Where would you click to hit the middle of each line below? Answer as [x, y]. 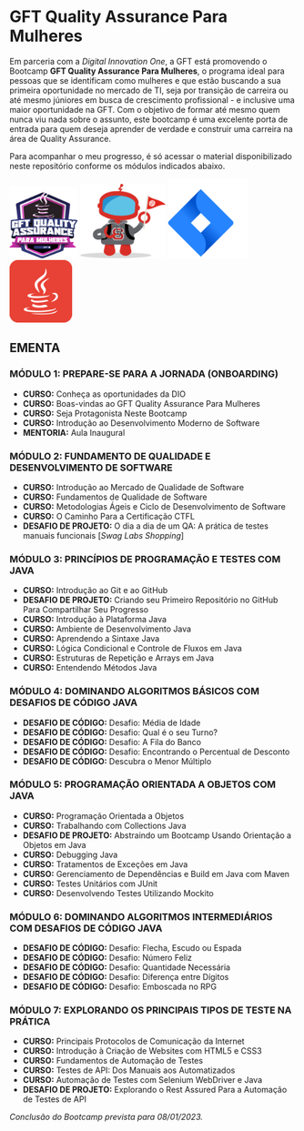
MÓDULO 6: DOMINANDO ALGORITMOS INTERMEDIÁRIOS [141, 916]
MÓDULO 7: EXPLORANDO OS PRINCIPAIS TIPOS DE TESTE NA [151, 1010]
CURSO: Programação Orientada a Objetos [103, 815]
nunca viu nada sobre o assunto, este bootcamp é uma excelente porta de [149, 119]
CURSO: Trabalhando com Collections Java [104, 825]
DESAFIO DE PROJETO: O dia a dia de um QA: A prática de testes [145, 526]
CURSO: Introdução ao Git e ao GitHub [95, 591]
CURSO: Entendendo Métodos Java [90, 668]
